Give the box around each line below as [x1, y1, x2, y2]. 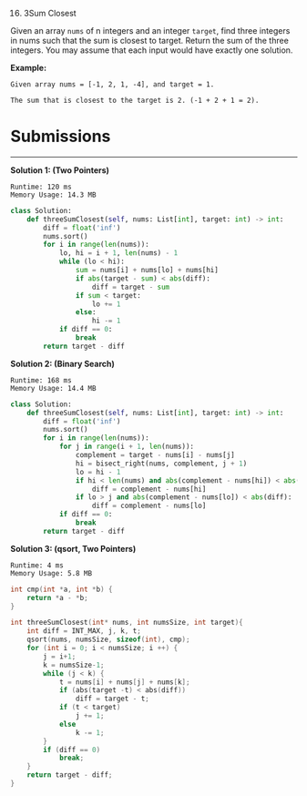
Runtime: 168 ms [10, 375, 72, 385]
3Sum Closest [23, 8, 77, 18]
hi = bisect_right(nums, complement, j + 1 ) [75, 459, 248, 468]
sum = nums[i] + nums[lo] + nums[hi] [75, 266, 220, 275]
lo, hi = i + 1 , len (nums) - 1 [58, 249, 179, 258]
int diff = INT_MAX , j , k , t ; [26, 627, 142, 636]
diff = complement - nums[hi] [91, 485, 207, 494]
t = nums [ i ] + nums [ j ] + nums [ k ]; [58, 678, 190, 687]
